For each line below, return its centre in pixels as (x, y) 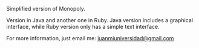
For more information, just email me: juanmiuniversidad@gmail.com (90, 38)
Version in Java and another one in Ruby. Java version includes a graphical (100, 20)
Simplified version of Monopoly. (46, 9)
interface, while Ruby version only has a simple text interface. (83, 27)
